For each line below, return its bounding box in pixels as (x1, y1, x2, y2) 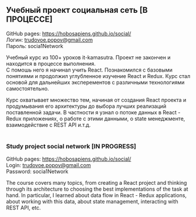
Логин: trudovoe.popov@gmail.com (6, 36, 93, 43)
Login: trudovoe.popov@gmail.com (6, 162, 91, 169)
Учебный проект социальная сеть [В (6, 5, 148, 15)
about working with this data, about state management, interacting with (6, 198, 178, 205)
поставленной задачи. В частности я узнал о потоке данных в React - (6, 108, 181, 116)
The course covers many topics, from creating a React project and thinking (6, 179, 187, 187)
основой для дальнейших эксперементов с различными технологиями (6, 79, 185, 86)
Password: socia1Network (6, 168, 69, 175)
